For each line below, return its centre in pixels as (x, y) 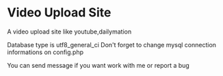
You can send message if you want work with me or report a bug (98, 65)
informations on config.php (45, 52)
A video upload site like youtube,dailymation (69, 31)
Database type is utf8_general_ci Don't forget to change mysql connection (112, 45)
